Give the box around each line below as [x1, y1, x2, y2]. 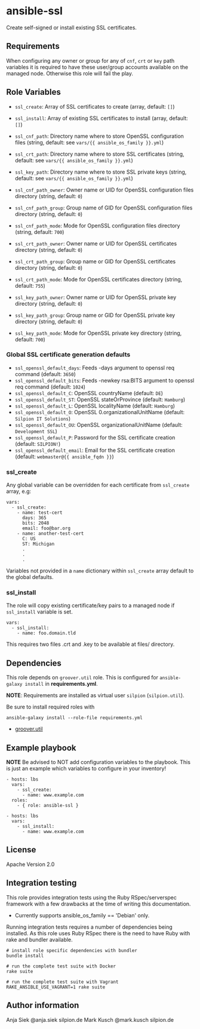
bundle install [6, 953, 44, 959]
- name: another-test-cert [17, 531, 84, 537]
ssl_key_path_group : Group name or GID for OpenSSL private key [14, 312, 176, 319]
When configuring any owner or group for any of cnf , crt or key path [6, 57, 175, 64]
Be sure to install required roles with [6, 703, 95, 711]
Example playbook [6, 743, 76, 753]
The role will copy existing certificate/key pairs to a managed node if [6, 602, 175, 609]
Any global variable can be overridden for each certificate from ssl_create [6, 482, 190, 489]
